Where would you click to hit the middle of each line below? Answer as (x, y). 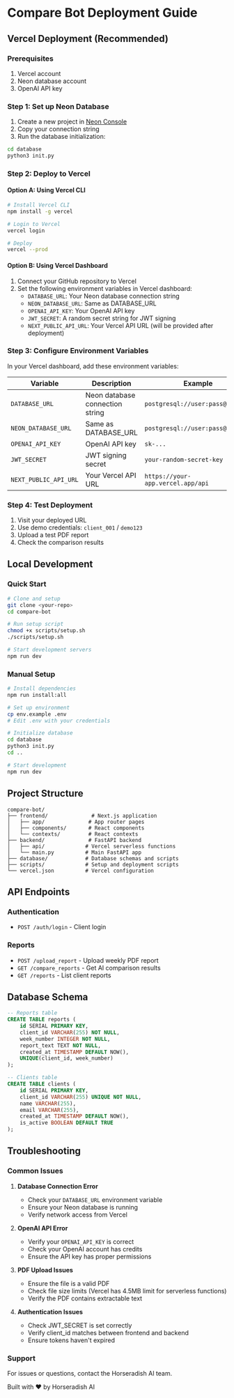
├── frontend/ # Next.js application (82, 815)
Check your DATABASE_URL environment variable (95, 1200)
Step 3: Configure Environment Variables (78, 351)
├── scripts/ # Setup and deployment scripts (93, 864)
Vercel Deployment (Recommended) (88, 39)
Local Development (50, 564)
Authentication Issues (50, 1311)
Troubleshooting (44, 1151)
